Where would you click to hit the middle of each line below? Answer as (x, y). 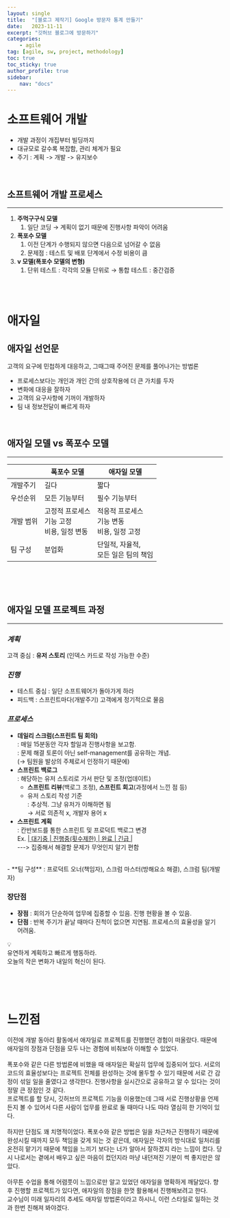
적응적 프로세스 (120, 511)
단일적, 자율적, (119, 544)
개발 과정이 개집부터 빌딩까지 (55, 140)
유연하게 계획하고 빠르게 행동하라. (52, 952)
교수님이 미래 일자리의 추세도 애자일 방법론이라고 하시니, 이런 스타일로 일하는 (110, 1199)
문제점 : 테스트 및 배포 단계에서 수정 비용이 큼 (87, 253)
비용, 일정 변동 (66, 531)
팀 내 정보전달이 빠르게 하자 (54, 406)
